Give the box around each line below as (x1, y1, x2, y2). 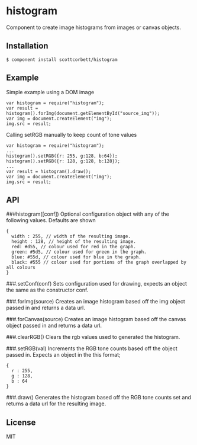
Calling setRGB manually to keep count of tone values (6, 131, 137, 138)
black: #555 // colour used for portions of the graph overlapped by (11, 260, 186, 265)
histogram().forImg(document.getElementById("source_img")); (6, 110, 160, 116)
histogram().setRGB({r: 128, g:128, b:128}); (6, 158, 120, 164)
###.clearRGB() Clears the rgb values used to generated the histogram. (6, 334, 180, 341)
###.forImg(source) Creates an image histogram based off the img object (6, 298, 185, 305)
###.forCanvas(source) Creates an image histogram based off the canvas (6, 316, 186, 323)
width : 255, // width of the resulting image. (11, 233, 131, 239)
